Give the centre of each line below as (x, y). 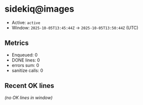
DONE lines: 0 (26, 60)
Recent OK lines (29, 86)
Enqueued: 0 (24, 55)
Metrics (17, 43)
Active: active (26, 22)
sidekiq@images (39, 9)
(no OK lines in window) (29, 97)
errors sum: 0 (25, 65)
